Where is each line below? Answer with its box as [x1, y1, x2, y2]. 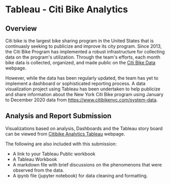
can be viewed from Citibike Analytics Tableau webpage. [5, 131, 125, 137]
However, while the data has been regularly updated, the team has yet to [5, 75, 159, 81]
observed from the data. [12, 167, 64, 173]
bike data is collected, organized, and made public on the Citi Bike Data [5, 60, 156, 65]
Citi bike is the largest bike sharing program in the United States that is [5, 38, 154, 44]
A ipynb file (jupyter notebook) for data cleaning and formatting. [12, 172, 148, 178]
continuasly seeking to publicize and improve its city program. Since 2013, [5, 43, 162, 49]
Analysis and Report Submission [5, 112, 112, 120]
